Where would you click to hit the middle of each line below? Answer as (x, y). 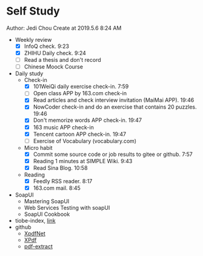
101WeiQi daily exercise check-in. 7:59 (81, 87)
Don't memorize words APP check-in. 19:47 (88, 120)
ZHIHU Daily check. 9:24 (55, 53)
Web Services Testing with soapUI (67, 208)
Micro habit (38, 147)
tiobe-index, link (35, 221)
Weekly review (33, 39)
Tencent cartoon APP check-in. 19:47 (80, 134)
